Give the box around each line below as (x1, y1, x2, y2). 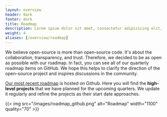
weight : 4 (5, 31, 26, 36)
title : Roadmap (5, 21, 37, 27)
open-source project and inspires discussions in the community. (5, 70, 138, 76)
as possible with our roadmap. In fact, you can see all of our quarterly (5, 60, 149, 66)
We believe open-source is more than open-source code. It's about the (5, 49, 152, 55)
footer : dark (5, 17, 33, 22)
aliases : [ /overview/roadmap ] (5, 36, 69, 41)
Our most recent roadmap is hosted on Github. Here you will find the (5, 80, 146, 86)
